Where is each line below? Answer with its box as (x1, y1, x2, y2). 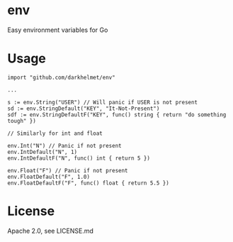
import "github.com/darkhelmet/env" (7, 74, 115, 81)
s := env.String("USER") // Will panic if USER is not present (7, 99, 198, 106)
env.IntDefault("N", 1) (7, 148, 78, 155)
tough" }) (7, 117, 37, 124)
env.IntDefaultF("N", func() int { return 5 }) (7, 155, 151, 162)
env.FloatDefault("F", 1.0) (7, 173, 91, 180)
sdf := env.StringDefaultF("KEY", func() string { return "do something (7, 111, 227, 119)
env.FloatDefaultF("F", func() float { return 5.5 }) (7, 180, 170, 187)
